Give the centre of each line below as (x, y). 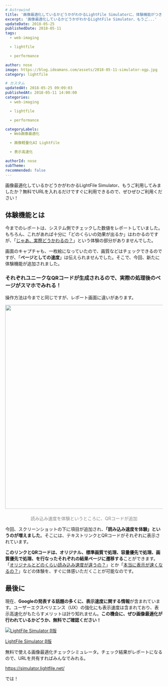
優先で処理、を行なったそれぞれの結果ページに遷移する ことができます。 (84, 558)
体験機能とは (25, 215)
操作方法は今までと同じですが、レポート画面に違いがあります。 (71, 297)
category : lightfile (27, 74)
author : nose (19, 65)
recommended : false (25, 170)
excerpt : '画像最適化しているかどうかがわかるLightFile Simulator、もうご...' (81, 19)
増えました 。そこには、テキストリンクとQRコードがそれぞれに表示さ (89, 535)
